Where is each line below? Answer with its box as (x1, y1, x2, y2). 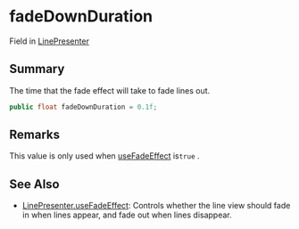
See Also (9, 176, 60, 192)
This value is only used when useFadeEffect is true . (9, 151, 200, 161)
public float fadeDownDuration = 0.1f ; (9, 102, 158, 111)
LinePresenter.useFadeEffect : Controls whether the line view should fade (21, 200, 291, 211)
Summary (9, 61, 65, 77)
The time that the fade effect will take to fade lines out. (9, 85, 211, 95)
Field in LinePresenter (9, 36, 89, 46)
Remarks (9, 127, 61, 143)
